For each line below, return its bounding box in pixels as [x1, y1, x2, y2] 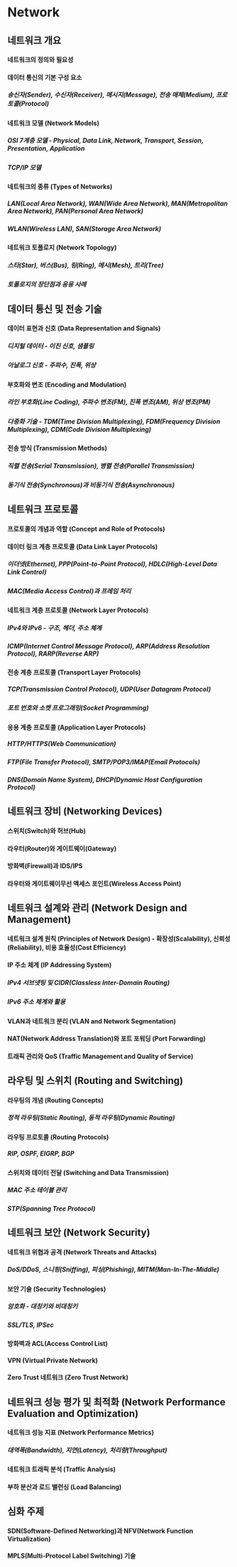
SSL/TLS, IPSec [7, 1321, 55, 1329]
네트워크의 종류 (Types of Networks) [7, 183, 113, 191]
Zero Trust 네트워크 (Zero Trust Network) [7, 1373, 129, 1382]
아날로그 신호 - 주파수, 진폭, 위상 [7, 361, 97, 369]
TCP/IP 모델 [7, 163, 41, 171]
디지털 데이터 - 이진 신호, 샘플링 [7, 342, 94, 350]
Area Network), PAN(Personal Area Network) [7, 207, 144, 215]
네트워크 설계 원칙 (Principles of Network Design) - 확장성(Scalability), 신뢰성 [7, 934, 231, 943]
